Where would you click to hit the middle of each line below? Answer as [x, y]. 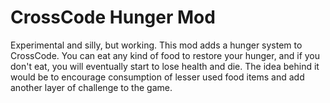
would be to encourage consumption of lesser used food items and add [157, 77]
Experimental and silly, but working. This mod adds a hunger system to [156, 45]
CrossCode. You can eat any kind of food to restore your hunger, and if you [165, 55]
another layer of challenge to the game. [91, 87]
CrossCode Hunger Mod [113, 17]
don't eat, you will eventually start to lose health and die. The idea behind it [165, 66]
